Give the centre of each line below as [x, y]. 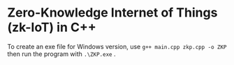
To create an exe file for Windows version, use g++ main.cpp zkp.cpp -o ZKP [117, 46]
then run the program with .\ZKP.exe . [61, 54]
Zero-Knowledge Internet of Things [112, 13]
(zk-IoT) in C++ [52, 27]
